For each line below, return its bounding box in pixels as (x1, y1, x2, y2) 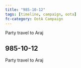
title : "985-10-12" (5, 7, 46, 12)
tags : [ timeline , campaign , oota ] (5, 12, 77, 17)
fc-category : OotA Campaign (5, 16, 64, 21)
